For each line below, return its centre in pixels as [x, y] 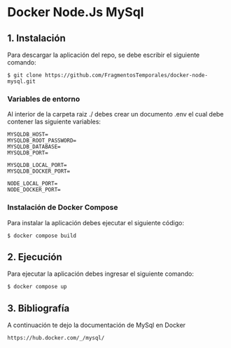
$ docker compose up [37, 287]
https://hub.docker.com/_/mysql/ [56, 338]
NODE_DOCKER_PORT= [34, 190]
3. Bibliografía [38, 308]
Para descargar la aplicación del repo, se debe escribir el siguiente [104, 55]
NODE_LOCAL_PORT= [33, 184]
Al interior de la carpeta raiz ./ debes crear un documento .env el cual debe [115, 114]
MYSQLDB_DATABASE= [34, 147]
